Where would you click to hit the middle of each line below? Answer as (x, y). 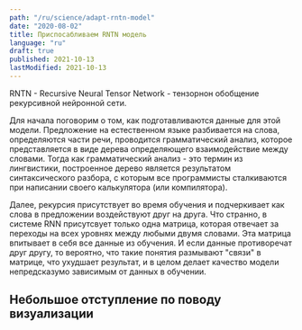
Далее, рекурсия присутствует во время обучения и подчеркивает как (147, 204)
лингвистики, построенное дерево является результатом (120, 168)
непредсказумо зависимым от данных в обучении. (108, 272)
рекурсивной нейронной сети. (68, 103)
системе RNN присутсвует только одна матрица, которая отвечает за (144, 223)
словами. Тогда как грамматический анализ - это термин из (126, 158)
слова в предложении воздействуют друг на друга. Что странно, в (138, 214)
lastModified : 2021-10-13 (58, 68)
